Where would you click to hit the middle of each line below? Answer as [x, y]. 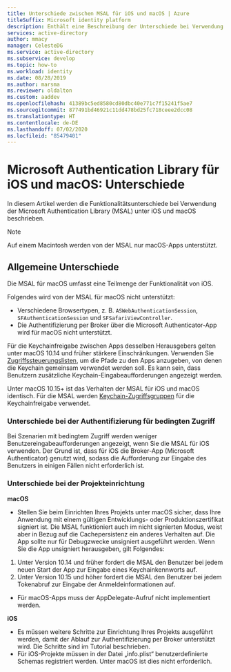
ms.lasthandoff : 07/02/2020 [48, 129]
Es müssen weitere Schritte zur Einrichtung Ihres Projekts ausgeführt [115, 632]
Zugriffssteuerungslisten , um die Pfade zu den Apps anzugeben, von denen [115, 361]
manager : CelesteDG [35, 46]
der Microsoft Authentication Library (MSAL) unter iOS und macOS [102, 211]
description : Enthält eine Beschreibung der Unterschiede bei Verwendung [115, 26]
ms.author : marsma [33, 84]
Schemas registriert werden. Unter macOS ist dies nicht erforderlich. [114, 661]
